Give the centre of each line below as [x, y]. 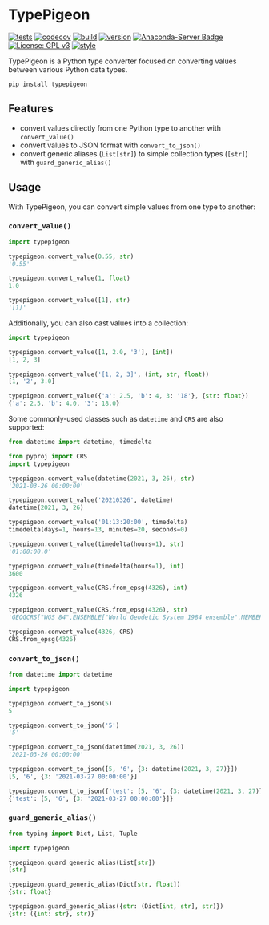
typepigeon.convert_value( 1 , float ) [69, 278]
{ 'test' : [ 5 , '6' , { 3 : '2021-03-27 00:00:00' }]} [91, 798]
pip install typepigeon [48, 84]
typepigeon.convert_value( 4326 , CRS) [71, 632]
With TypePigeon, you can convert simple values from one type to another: [132, 207]
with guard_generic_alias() [66, 162]
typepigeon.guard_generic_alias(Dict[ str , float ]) [94, 885]
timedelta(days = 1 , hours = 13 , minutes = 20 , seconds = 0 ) [98, 530]
